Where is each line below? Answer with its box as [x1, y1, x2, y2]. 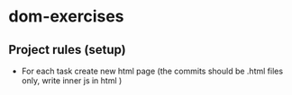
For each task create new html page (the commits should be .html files [21, 65, 284, 76]
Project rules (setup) [8, 42, 127, 57]
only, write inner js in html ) [21, 75, 123, 86]
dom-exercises [8, 6, 124, 27]
